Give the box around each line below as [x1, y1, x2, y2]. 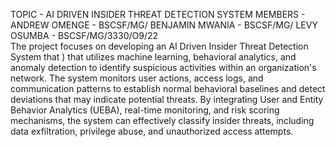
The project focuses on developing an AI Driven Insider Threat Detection [10, 40, 309, 52]
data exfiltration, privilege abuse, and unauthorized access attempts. [10, 125, 294, 137]
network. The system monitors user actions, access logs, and [10, 72, 264, 84]
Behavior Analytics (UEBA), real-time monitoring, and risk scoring [10, 104, 280, 116]
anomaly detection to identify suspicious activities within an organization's [10, 62, 317, 73]
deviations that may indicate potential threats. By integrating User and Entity [10, 94, 324, 105]
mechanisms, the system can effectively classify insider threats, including [10, 115, 315, 126]
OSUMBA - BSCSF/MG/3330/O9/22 [10, 30, 159, 41]
